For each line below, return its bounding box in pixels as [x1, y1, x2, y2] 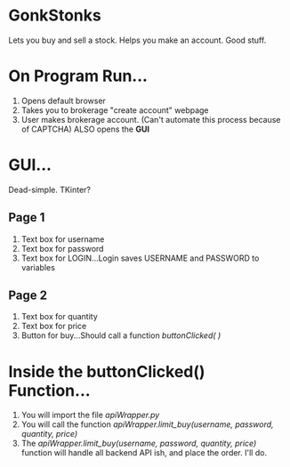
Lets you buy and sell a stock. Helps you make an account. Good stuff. [8, 35, 267, 45]
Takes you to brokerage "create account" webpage [20, 104, 210, 116]
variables [20, 262, 55, 272]
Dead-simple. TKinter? [8, 184, 91, 195]
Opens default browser [20, 95, 106, 106]
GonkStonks [8, 5, 101, 26]
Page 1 [8, 210, 45, 225]
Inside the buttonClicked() [8, 361, 205, 382]
